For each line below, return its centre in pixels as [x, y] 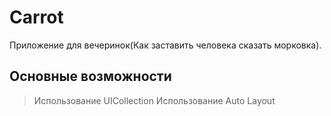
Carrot [36, 17]
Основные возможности [90, 76]
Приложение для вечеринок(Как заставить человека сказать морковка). [165, 45]
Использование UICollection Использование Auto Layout [154, 100]
